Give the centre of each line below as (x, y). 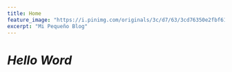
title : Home (24, 13)
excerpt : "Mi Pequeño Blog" (48, 26)
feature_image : (29, 20)
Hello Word (40, 60)
